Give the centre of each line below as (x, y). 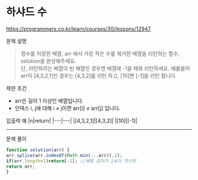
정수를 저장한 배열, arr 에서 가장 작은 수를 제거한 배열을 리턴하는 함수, (100, 53)
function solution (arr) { (38, 150)
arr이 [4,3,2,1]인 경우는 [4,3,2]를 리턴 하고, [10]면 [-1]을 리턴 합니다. (99, 76)
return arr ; (21, 166)
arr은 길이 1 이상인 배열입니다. (49, 100)
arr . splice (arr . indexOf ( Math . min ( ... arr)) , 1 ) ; (64, 155)
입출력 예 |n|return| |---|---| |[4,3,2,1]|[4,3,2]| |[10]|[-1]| (72, 120)
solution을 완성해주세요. (48, 61)
